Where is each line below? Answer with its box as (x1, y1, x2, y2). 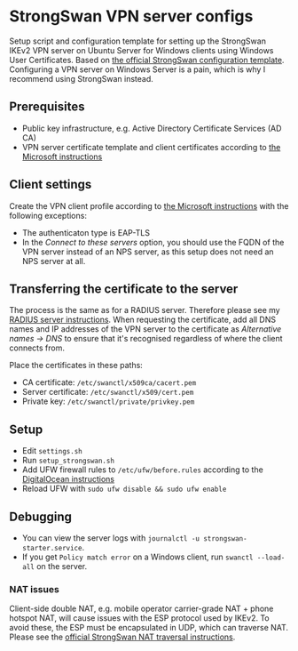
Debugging (9, 509, 73, 524)
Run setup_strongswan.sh (21, 455, 115, 466)
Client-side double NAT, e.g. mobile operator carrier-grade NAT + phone (9, 603, 274, 615)
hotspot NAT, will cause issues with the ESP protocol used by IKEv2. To (9, 613, 270, 623)
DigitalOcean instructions (21, 474, 115, 485)
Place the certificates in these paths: (9, 360, 144, 371)
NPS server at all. (21, 255, 86, 266)
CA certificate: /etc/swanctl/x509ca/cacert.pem (21, 377, 197, 388)
